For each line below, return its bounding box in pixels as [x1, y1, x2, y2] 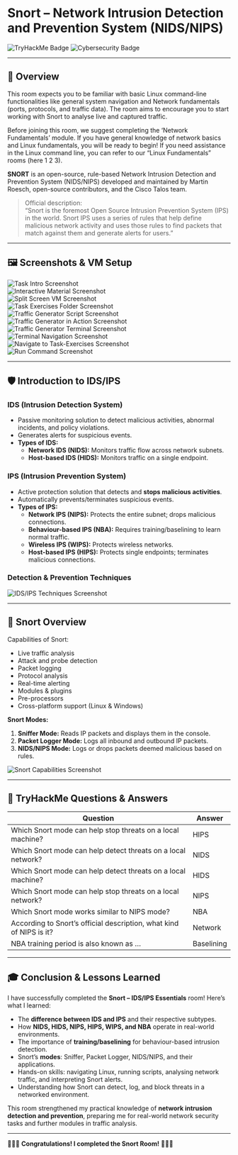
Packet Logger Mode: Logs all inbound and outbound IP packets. [17, 736, 209, 745]
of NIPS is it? [11, 927, 53, 937]
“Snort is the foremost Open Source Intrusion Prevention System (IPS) [24, 206, 229, 214]
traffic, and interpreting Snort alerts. [17, 1076, 123, 1084]
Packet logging [17, 664, 62, 672]
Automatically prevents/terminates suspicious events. [17, 495, 174, 503]
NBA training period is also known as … [11, 939, 142, 949]
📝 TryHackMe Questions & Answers [7, 793, 169, 805]
